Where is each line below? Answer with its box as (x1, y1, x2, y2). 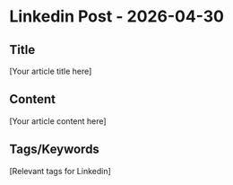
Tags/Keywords (9, 142, 100, 157)
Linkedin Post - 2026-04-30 (9, 6, 224, 27)
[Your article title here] (9, 66, 92, 76)
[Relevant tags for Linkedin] (9, 165, 112, 176)
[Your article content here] (9, 115, 107, 127)
